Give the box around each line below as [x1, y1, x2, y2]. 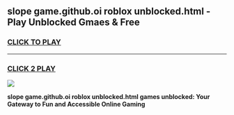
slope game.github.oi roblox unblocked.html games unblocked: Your [7, 92, 210, 100]
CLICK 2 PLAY [7, 63, 56, 73]
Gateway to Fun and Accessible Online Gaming [7, 100, 146, 108]
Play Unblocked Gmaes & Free [7, 17, 141, 29]
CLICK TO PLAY [7, 38, 61, 47]
